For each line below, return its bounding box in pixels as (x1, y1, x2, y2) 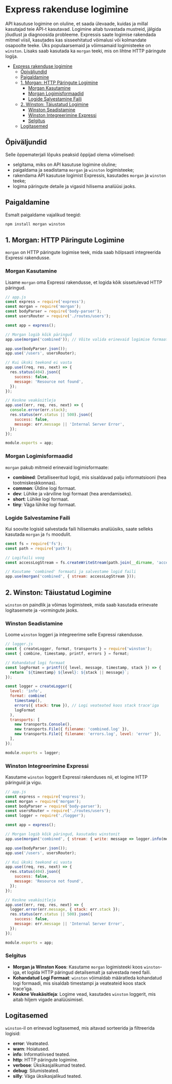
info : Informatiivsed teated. (12, 1051, 71, 1057)
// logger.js (5, 641, 33, 647)
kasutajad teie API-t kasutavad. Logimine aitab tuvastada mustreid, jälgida (5, 26, 161, 32)
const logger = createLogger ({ (5, 684, 72, 689)
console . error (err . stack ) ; (10, 407, 68, 413)
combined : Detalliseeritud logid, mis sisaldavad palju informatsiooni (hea (12, 474, 166, 480)
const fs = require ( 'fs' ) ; (5, 541, 63, 546)
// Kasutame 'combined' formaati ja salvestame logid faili (5, 569, 137, 574)
